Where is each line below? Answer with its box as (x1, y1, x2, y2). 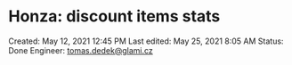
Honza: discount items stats (8, 6, 221, 27)
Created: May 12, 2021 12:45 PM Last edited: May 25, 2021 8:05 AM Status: (8, 36, 284, 46)
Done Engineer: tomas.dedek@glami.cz (8, 45, 153, 55)
